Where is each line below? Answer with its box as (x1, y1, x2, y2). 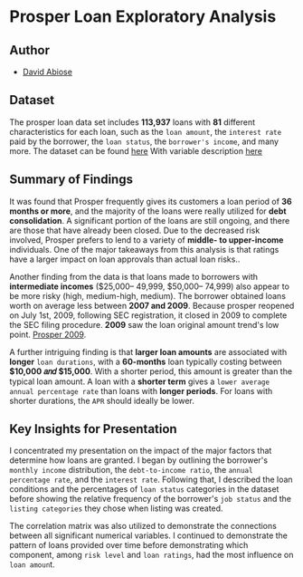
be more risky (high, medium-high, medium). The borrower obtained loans (9, 290, 287, 301)
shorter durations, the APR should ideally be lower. (9, 395, 194, 406)
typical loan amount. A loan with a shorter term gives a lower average (9, 376, 270, 387)
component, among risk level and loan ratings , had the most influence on (9, 550, 294, 561)
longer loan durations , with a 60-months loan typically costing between (9, 356, 282, 367)
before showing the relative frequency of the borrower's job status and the (9, 494, 292, 505)
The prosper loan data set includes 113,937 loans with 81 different (9, 116, 256, 128)
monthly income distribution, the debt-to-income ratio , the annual (9, 465, 253, 476)
